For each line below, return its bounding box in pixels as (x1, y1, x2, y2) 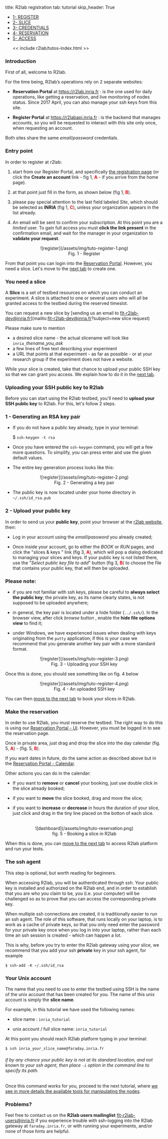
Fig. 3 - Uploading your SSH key (51, 661, 118, 667)
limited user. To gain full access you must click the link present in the (12, 224, 156, 231)
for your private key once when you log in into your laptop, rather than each (5, 927, 161, 933)
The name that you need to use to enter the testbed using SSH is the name (5, 986, 159, 992)
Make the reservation (5, 708, 59, 715)
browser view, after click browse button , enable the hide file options (12, 615, 155, 621)
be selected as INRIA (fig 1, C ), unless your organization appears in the (12, 204, 159, 210)
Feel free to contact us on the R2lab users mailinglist (5, 1112, 116, 1118)
